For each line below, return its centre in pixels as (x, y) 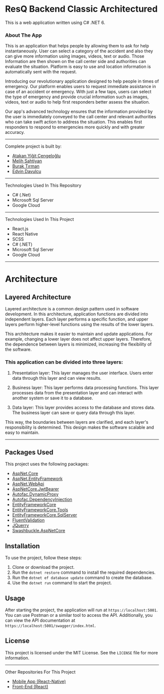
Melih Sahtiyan (27, 161)
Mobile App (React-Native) (39, 681)
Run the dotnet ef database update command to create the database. (82, 578)
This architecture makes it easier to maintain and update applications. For (79, 334)
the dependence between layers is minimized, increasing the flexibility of (79, 344)
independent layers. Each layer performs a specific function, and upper (77, 319)
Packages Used (29, 452)
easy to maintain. (22, 432)
